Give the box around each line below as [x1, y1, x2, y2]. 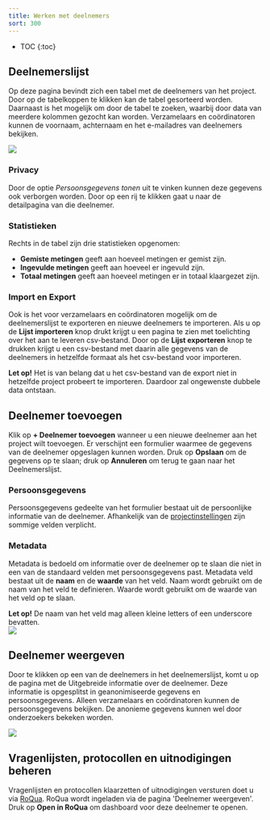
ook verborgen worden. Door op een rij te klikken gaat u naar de [8, 191, 222, 201]
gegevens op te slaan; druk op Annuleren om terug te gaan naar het [8, 456, 235, 466]
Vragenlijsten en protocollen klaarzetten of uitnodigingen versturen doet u [8, 785, 254, 795]
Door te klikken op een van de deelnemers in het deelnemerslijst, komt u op [8, 670, 260, 680]
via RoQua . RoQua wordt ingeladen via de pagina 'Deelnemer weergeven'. [8, 794, 254, 804]
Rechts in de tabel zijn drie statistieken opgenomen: [8, 238, 181, 248]
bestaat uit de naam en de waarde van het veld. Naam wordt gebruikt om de [8, 575, 263, 585]
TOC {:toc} [19, 41, 56, 51]
